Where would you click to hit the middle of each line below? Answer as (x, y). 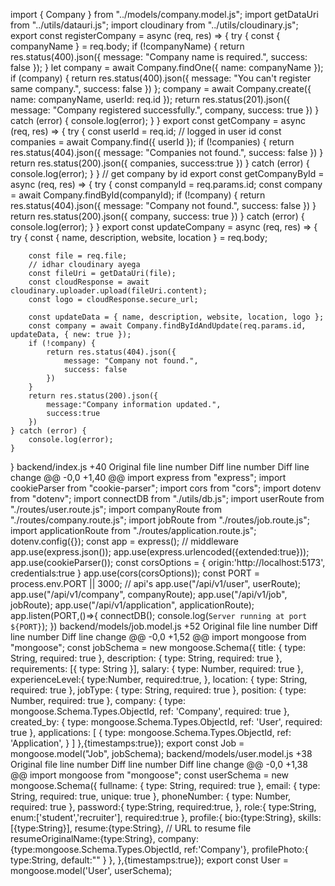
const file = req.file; (78, 256)
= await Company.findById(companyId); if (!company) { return (138, 195)
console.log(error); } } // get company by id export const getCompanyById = (167, 173)
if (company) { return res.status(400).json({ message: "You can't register (161, 78)
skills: (310, 817)
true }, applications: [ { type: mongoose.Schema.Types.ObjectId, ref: (151, 732)
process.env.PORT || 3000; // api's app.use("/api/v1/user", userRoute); (156, 583)
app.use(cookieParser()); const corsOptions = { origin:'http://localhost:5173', (168, 562)
